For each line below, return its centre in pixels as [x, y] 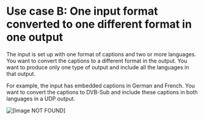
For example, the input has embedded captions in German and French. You [101, 85]
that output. [21, 73]
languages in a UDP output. [41, 99]
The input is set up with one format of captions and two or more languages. [101, 54]
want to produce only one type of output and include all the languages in [98, 67]
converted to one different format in [99, 24]
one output [35, 37]
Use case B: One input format [82, 11]
